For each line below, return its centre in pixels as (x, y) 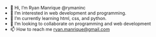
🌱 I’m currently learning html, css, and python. (58, 18)
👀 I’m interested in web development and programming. (68, 13)
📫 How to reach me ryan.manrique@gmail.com (60, 29)
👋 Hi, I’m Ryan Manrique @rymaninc (48, 8)
